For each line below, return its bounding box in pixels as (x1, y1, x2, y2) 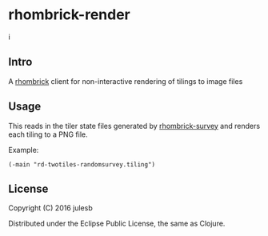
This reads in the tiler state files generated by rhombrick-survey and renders (8, 121, 261, 130)
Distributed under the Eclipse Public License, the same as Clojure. (8, 218, 226, 229)
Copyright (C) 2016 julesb (8, 203, 94, 213)
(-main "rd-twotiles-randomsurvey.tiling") (8, 160, 156, 169)
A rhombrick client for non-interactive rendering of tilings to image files (8, 76, 243, 86)
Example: (8, 145, 39, 154)
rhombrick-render (8, 6, 130, 24)
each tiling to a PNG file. (8, 130, 88, 139)
